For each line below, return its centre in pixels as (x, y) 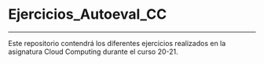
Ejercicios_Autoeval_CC (88, 14)
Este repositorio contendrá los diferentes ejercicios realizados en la (117, 43)
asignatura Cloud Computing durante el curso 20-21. (93, 52)
